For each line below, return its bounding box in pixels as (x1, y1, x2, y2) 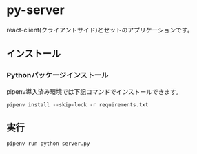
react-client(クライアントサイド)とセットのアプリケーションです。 (6, 26, 194, 34)
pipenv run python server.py (6, 140, 90, 147)
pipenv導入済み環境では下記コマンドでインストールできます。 (6, 87, 182, 95)
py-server (6, 2, 65, 18)
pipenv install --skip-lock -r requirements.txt (6, 101, 149, 108)
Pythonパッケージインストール (6, 70, 109, 80)
